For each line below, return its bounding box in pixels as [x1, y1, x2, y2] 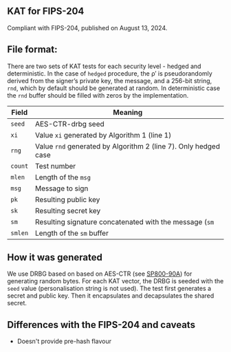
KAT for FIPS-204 [7, 5, 85, 17]
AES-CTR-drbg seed [34, 119, 104, 129]
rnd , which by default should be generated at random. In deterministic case [7, 84, 221, 92]
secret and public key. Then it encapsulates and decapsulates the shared [7, 291, 214, 300]
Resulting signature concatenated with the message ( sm [34, 217, 214, 226]
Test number [34, 161, 76, 170]
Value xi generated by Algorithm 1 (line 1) [34, 130, 172, 140]
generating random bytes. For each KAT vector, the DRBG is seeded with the [7, 277, 224, 285]
